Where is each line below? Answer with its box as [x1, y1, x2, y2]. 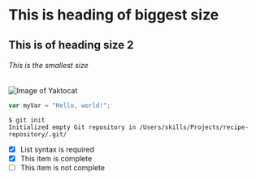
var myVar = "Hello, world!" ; [8, 101, 111, 109]
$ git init [8, 116, 46, 124]
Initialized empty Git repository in [8, 123, 137, 131]
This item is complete [20, 153, 93, 163]
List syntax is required [20, 144, 95, 154]
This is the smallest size [8, 61, 89, 71]
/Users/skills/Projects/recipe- [139, 123, 249, 131]
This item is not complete [20, 162, 106, 172]
